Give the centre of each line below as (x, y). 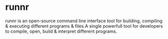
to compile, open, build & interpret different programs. (61, 31)
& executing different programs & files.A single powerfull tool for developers (84, 26)
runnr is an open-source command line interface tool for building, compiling (84, 21)
